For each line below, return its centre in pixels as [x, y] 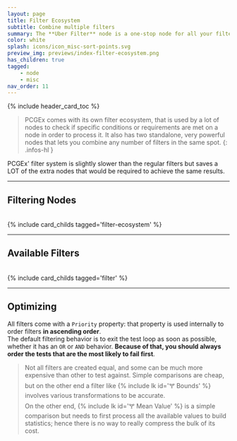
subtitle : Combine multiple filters [61, 27]
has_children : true [36, 60]
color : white [26, 40]
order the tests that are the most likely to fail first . [81, 353]
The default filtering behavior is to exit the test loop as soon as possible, [112, 339]
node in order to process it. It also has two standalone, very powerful [125, 135]
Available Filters [43, 253]
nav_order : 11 [28, 86]
